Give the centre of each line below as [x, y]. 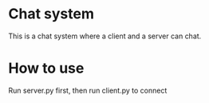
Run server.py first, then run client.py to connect [88, 90]
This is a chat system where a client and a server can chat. [105, 36]
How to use [46, 68]
